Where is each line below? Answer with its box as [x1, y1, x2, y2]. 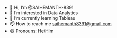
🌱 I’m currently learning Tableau [9, 15, 76, 21]
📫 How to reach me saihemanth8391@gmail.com [9, 21, 112, 27]
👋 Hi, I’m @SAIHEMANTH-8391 [9, 5, 74, 10]
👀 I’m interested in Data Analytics [9, 10, 78, 16]
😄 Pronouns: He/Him [9, 28, 54, 34]
